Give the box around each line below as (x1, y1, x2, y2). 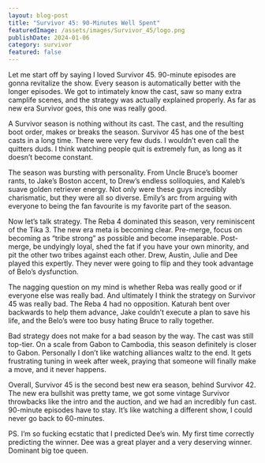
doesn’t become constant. (8, 152, 93, 162)
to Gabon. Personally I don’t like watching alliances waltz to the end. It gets (8, 348, 252, 357)
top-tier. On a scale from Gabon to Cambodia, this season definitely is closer (8, 340, 257, 348)
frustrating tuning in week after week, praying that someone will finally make (8, 356, 256, 366)
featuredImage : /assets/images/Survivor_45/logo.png (8, 26, 185, 34)
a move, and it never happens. (8, 365, 106, 374)
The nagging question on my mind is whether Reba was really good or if (8, 282, 242, 292)
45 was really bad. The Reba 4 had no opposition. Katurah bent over (8, 299, 230, 308)
